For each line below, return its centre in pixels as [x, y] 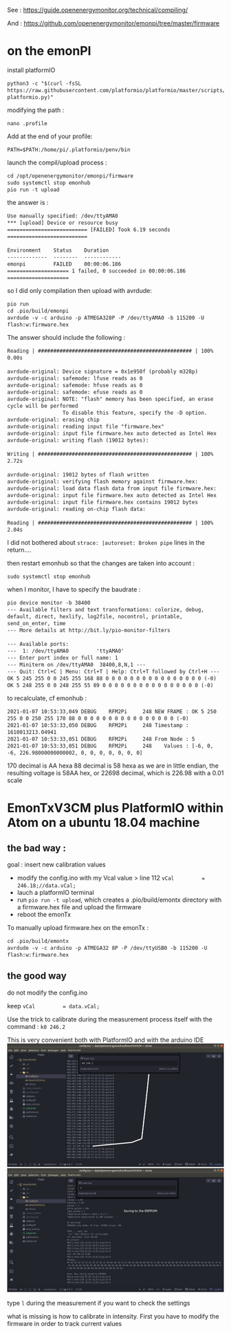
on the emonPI [49, 51]
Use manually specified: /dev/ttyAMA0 [63, 216]
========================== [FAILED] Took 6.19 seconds [89, 230]
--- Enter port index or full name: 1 [63, 658]
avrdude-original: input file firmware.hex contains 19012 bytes [102, 502]
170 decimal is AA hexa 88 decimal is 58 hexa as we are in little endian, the [113, 766]
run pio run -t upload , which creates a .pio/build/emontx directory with [119, 900]
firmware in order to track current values [65, 1324]
